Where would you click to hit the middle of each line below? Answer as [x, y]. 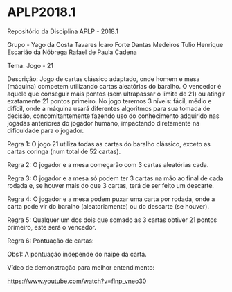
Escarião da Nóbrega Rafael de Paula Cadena [72, 52]
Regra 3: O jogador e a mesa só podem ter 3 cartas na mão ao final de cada [115, 178]
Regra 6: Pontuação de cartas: [51, 241]
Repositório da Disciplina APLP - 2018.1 [63, 31]
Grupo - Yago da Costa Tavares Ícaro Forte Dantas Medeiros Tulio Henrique [115, 44]
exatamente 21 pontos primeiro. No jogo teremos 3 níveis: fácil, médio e [109, 101]
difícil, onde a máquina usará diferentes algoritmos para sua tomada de [109, 108]
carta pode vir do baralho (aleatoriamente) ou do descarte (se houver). [108, 206]
